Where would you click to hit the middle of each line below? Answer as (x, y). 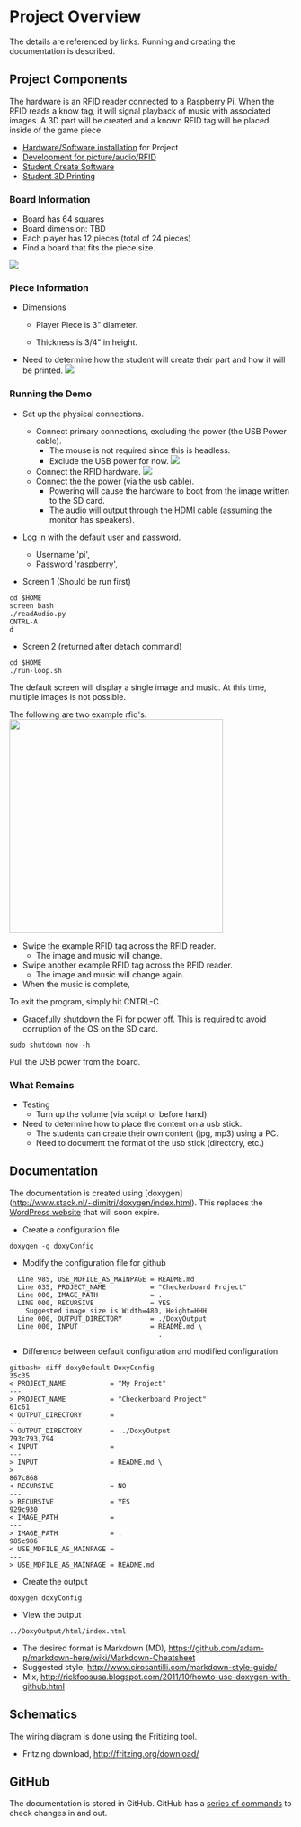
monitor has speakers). (92, 519)
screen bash (31, 605)
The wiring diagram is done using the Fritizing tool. (103, 1736)
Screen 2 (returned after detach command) (102, 646)
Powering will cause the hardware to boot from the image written (169, 491)
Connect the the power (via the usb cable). (115, 481)
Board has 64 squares (63, 219)
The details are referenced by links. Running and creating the (122, 41)
